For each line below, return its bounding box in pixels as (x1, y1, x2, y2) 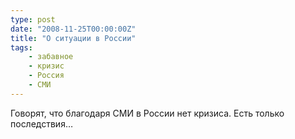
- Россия (28, 71, 65, 81)
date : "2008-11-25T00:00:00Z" (10, 24, 137, 34)
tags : (10, 42, 33, 53)
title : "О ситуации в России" (10, 33, 137, 43)
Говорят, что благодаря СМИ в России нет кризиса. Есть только (10, 107, 285, 119)
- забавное (28, 52, 74, 62)
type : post (10, 14, 56, 25)
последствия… (10, 117, 74, 130)
